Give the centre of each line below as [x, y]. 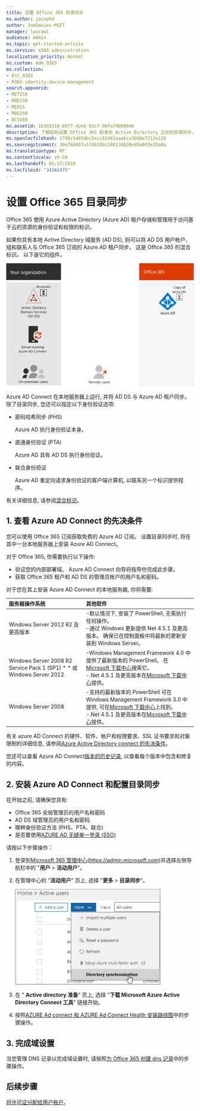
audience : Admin [26, 38]
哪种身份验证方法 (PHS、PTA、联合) [59, 828]
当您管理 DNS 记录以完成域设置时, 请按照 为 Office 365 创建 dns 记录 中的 [95, 1058]
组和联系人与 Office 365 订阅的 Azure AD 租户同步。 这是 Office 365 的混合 [99, 247]
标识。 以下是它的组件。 [36, 255]
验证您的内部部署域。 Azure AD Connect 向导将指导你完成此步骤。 [96, 569]
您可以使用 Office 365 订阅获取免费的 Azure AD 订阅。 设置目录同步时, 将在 [99, 536]
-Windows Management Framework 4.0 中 [138, 653]
